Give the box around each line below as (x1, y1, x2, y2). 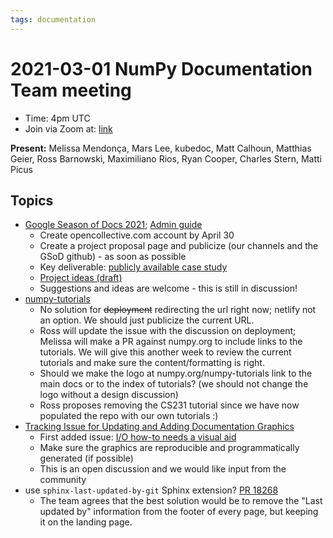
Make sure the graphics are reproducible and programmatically (39, 442, 300, 454)
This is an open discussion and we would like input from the (39, 463, 287, 475)
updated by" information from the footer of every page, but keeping (39, 506, 319, 518)
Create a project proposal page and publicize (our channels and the (39, 240, 319, 252)
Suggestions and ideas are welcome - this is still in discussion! (39, 282, 298, 295)
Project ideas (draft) (39, 272, 123, 284)
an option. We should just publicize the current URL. (39, 314, 255, 326)
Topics (10, 192, 54, 209)
